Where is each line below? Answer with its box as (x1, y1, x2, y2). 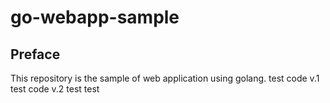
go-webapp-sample (10, 6, 180, 29)
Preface (10, 46, 61, 63)
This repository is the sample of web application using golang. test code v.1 (10, 72, 320, 84)
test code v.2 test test (10, 83, 100, 95)
